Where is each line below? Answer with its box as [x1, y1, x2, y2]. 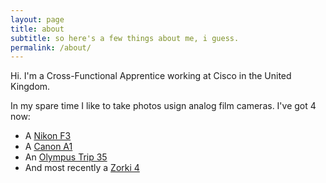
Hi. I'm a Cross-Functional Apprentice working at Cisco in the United [10, 70, 292, 82]
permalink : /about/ [10, 42, 92, 53]
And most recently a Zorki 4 [24, 162, 140, 174]
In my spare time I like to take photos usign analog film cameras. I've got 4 [10, 100, 317, 112]
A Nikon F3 [24, 130, 72, 142]
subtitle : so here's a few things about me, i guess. [10, 33, 240, 43]
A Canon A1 [24, 141, 73, 153]
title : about [10, 24, 65, 34]
